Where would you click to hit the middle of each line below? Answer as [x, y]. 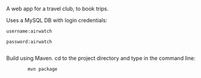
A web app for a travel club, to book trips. [58, 9]
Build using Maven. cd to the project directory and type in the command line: [101, 58]
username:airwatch [29, 31]
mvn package [43, 69]
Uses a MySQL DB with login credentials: [57, 20]
